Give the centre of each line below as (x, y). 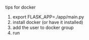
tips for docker (21, 7)
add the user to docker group (43, 27)
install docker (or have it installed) (48, 22)
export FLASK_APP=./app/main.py (48, 17)
